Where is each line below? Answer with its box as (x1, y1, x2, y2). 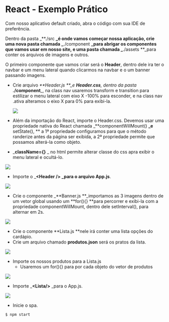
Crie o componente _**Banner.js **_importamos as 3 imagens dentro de (12, 192, 164, 198)
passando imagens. (5, 72, 46, 78)
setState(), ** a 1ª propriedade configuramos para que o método (12, 128, 146, 134)
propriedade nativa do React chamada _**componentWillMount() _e (12, 123, 153, 129)
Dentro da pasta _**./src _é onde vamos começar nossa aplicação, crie (5, 35, 155, 42)
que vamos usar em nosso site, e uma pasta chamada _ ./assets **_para (5, 46, 156, 52)
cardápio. (12, 233, 33, 239)
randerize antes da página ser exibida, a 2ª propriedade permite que (12, 133, 155, 140)
